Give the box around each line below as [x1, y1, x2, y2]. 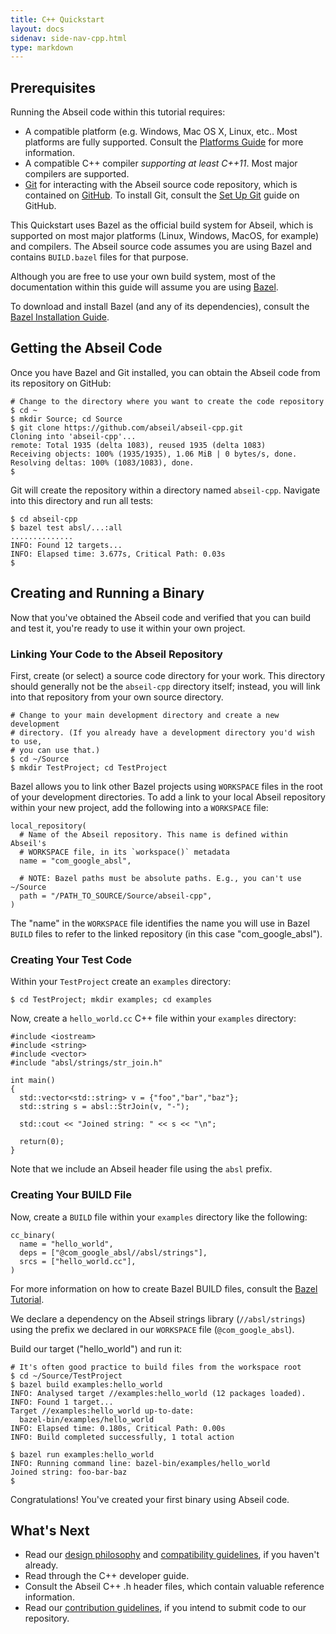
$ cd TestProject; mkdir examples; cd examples [10, 995, 213, 1005]
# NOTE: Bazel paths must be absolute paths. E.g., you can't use [19, 873, 302, 883]
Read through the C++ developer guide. [24, 1570, 190, 1582]
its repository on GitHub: [10, 377, 112, 389]
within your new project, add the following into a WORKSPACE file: [10, 801, 269, 813]
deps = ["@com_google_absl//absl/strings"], [19, 1247, 208, 1258]
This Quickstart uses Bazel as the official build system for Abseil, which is [10, 219, 314, 231]
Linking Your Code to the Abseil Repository [10, 647, 223, 661]
